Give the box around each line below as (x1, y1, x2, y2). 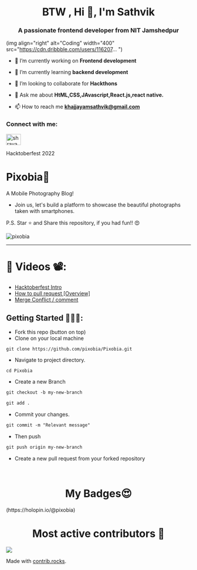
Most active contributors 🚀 (32, 527, 165, 541)
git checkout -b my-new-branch (6, 389, 83, 396)
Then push (14, 433, 41, 440)
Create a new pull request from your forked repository (14, 455, 145, 462)
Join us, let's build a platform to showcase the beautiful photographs (14, 201, 181, 208)
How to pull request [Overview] (14, 289, 90, 296)
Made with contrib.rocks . (6, 557, 67, 564)
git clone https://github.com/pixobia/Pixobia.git (6, 346, 133, 352)
